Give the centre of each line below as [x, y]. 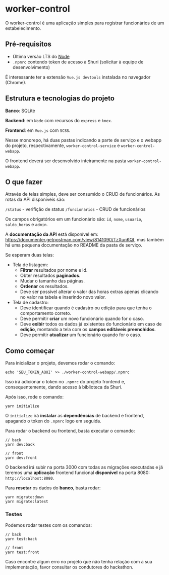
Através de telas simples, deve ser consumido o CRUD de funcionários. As [83, 194]
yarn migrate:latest [27, 502]
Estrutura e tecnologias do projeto [60, 99]
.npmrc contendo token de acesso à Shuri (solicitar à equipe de [78, 62]
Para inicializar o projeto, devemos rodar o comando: [60, 363]
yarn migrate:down [24, 497]
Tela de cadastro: [31, 303]
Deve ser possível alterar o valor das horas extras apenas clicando [89, 292]
